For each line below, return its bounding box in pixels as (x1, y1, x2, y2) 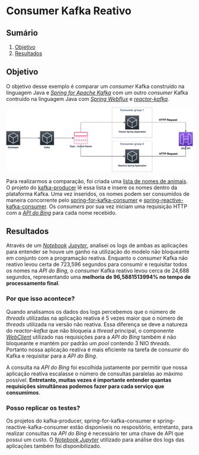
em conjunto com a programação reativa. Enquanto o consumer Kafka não (6, 254, 188, 262)
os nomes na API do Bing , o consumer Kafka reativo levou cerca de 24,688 (6, 267, 190, 274)
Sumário (6, 28, 38, 38)
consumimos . (6, 389, 40, 396)
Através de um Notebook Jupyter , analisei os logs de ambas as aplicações (6, 242, 188, 249)
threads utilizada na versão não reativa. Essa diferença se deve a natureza (6, 320, 188, 327)
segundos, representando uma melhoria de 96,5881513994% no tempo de (6, 273, 191, 281)
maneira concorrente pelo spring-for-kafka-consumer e (6, 196, 143, 203)
